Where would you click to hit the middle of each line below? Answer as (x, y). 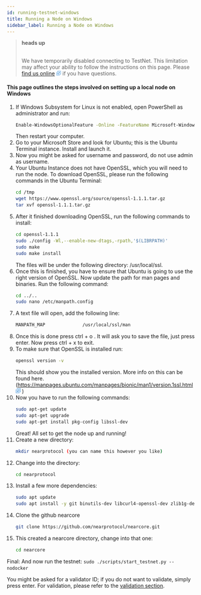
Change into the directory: (47, 462)
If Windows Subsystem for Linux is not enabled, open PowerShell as (99, 107)
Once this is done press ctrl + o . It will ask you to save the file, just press (105, 336)
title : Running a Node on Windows (50, 19)
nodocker (18, 568)
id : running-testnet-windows (43, 13)
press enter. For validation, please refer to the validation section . (86, 585)
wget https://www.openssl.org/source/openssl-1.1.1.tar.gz (90, 199)
